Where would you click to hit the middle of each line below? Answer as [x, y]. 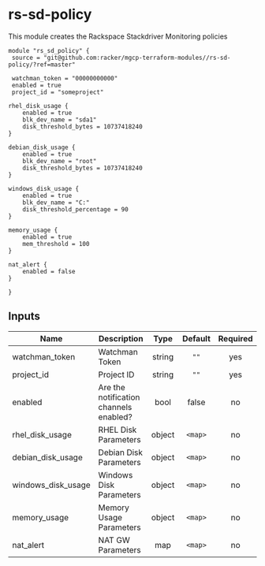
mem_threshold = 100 [56, 244]
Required [235, 338]
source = [26, 58]
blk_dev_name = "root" [60, 161]
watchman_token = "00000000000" [65, 78]
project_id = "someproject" [58, 92]
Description [121, 338]
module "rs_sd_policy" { [49, 50]
